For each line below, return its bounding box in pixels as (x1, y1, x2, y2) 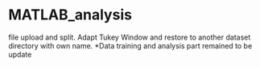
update (8, 49, 32, 59)
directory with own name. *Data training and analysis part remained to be (8, 40, 253, 50)
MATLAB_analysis (8, 6, 133, 24)
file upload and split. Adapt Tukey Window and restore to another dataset (8, 32, 251, 42)
